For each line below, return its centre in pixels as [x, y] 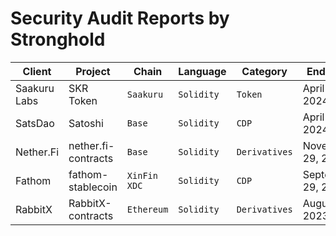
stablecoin [93, 187]
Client [37, 71]
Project [93, 71]
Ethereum [147, 209]
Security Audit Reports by [120, 18]
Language [202, 71]
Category [264, 71]
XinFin [142, 175]
